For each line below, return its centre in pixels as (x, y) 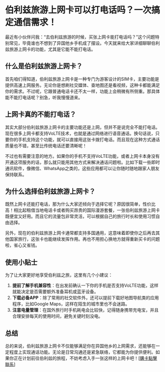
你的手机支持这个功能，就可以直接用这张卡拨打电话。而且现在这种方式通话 (84, 139)
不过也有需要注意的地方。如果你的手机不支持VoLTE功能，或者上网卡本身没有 (82, 156)
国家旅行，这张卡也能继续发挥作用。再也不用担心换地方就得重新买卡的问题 (84, 239)
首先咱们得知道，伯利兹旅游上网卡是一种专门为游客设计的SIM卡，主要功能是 (82, 79)
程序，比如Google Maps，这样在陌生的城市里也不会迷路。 (71, 304)
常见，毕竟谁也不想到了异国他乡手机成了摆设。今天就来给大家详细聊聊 (80, 43)
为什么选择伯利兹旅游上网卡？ (50, 191)
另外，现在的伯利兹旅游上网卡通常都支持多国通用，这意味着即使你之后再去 (80, 233)
